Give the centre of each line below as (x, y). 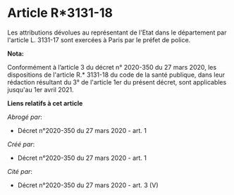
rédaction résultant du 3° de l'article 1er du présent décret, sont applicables (117, 82)
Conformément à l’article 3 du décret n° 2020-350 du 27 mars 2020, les (112, 67)
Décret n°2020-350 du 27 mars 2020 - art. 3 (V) (88, 185)
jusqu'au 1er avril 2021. (41, 89)
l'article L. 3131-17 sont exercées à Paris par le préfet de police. (99, 39)
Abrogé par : (25, 117)
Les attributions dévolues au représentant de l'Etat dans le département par (117, 32)
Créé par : (21, 144)
